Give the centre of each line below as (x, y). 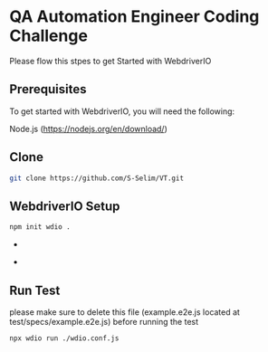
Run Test (35, 290)
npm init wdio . (40, 227)
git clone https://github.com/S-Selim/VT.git (96, 178)
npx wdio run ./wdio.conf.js (64, 338)
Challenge (49, 36)
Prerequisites (48, 89)
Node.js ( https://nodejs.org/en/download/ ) (88, 128)
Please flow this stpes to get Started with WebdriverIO (110, 61)
